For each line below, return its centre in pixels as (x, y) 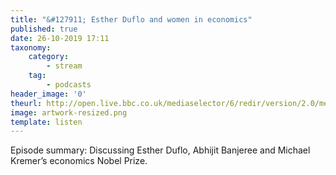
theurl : (26, 103)
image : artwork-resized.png (69, 112)
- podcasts (69, 85)
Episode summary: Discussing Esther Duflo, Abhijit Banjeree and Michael (160, 150)
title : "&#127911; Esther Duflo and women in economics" (131, 19)
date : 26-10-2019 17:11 (60, 38)
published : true (44, 29)
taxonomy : (31, 47)
